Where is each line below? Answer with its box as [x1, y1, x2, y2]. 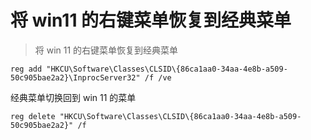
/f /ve [144, 72, 172, 83]
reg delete [10, 111, 56, 121]
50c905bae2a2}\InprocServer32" [10, 72, 141, 83]
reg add [10, 64, 43, 74]
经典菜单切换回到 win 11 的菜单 [10, 91, 137, 103]
